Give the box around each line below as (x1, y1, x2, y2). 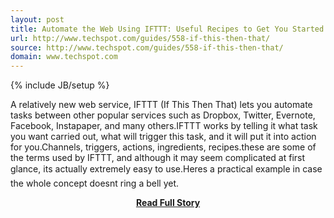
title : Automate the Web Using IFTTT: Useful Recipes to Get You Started (10, 24, 325, 34)
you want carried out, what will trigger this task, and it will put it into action (10, 131, 317, 143)
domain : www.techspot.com (10, 52, 118, 62)
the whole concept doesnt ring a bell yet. (10, 177, 180, 190)
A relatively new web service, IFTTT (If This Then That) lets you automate (10, 99, 313, 111)
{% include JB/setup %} (10, 79, 110, 91)
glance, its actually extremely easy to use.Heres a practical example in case (10, 163, 323, 175)
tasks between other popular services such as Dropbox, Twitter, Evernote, (10, 109, 316, 121)
